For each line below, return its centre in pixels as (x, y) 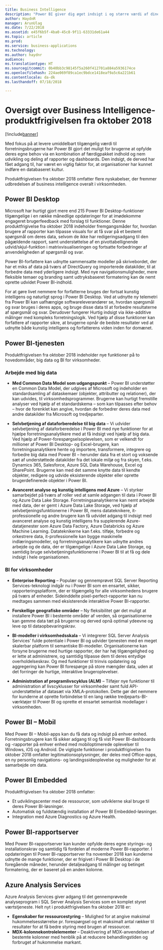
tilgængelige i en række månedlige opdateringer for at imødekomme (73, 216)
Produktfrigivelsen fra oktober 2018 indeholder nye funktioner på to (72, 355)
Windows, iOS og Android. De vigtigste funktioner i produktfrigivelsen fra (78, 749)
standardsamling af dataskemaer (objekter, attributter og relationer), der (84, 394)
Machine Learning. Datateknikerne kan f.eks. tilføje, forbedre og (76, 531)
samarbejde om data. (26, 765)
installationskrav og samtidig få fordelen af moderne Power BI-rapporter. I (79, 849)
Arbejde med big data (31, 373)
